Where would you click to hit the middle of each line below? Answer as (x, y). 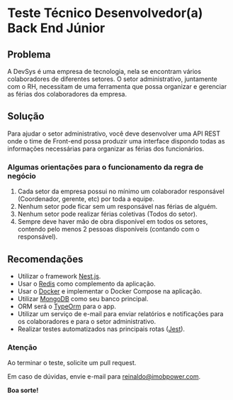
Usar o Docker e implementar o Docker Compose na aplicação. (110, 291)
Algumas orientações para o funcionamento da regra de (106, 167)
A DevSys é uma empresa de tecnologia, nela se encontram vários (104, 71)
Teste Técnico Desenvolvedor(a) (105, 13)
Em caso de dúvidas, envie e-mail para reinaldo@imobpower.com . (104, 377)
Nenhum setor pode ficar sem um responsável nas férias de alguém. (118, 207)
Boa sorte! (23, 390)
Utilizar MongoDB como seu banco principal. (83, 298)
